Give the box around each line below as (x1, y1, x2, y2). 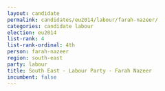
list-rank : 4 (7, 36, 45, 42)
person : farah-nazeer (7, 49, 69, 55)
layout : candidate (7, 10, 60, 17)
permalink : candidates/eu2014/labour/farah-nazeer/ (7, 16, 158, 23)
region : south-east (7, 55, 63, 62)
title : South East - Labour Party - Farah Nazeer (7, 67, 153, 74)
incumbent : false (7, 73, 57, 81)
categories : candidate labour (7, 23, 94, 29)
